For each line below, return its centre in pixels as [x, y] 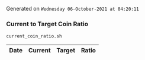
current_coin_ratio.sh [34, 36]
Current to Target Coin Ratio [47, 24]
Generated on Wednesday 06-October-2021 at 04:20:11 [72, 9]
